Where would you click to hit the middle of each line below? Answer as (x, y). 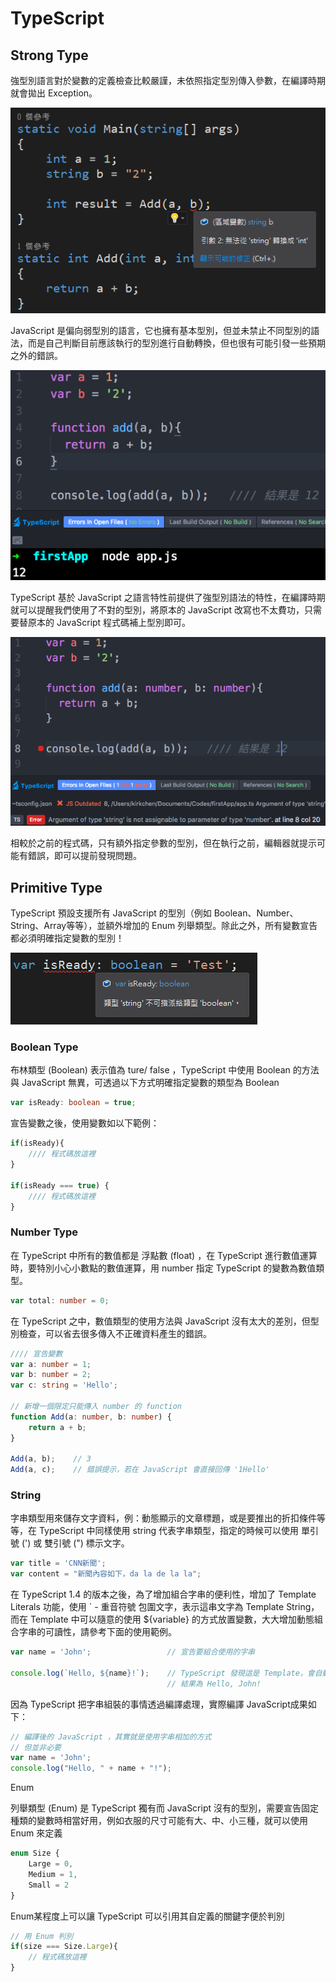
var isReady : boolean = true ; (73, 1103)
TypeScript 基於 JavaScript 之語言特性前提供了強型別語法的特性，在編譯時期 (168, 597)
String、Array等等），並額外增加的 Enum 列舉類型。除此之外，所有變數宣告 (164, 926)
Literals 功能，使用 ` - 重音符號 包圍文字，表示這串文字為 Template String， (165, 1607)
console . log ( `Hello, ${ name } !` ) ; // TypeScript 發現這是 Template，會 (162, 1673)
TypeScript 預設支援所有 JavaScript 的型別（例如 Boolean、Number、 (154, 913)
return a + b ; (57, 1427)
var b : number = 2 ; (51, 1375)
